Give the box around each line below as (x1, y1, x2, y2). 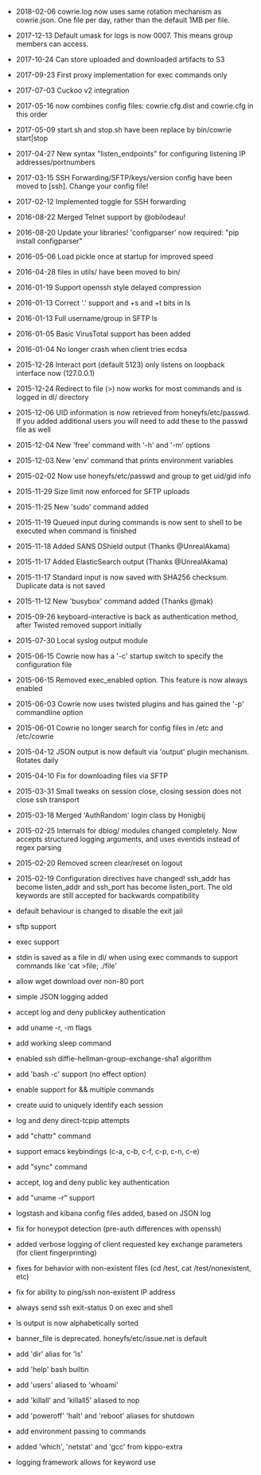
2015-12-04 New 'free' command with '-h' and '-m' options (15, 441, 211, 449)
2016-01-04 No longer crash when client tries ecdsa (15, 345, 188, 354)
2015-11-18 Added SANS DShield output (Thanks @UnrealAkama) (15, 542, 231, 551)
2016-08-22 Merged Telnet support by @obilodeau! (15, 212, 186, 222)
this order (15, 109, 48, 119)
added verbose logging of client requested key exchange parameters (15, 1240, 243, 1248)
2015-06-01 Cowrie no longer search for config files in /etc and (15, 723, 224, 733)
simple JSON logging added (15, 992, 108, 1001)
